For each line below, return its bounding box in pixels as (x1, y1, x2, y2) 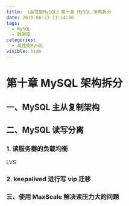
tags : (6, 20, 20, 26)
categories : (6, 37, 36, 43)
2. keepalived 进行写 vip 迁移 (6, 174, 92, 183)
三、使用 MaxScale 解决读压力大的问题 (6, 192, 119, 201)
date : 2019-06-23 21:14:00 (6, 15, 74, 21)
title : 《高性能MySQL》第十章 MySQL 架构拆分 (6, 8, 112, 15)
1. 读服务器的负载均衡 (6, 144, 68, 153)
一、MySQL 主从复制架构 (6, 102, 100, 113)
